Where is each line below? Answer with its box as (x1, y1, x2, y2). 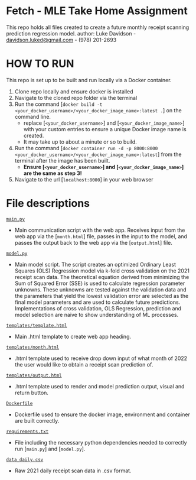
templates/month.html (6, 344, 60, 350)
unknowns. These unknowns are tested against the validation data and (14, 286, 187, 293)
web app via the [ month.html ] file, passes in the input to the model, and (14, 232, 188, 240)
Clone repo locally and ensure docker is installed (14, 87, 134, 95)
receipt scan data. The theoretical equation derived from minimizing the (14, 273, 190, 280)
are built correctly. (14, 417, 60, 424)
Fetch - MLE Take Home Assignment (6, 4, 188, 18)
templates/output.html (6, 372, 62, 378)
